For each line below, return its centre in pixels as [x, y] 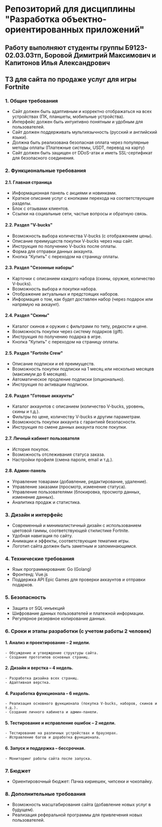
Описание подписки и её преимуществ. [53, 364]
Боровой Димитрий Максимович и [100, 55]
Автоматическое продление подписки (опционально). [68, 379]
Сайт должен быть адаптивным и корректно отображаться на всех [82, 112]
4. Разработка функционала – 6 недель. [48, 693]
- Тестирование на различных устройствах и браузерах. [62, 733]
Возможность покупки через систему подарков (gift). [68, 331]
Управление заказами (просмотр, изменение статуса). [69, 487]
